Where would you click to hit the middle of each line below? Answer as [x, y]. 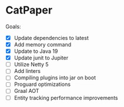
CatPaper [29, 10]
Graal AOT [26, 91]
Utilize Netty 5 [31, 65]
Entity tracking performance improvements [66, 98]
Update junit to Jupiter [41, 58]
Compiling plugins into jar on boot [55, 78]
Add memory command [43, 44]
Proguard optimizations [42, 84]
